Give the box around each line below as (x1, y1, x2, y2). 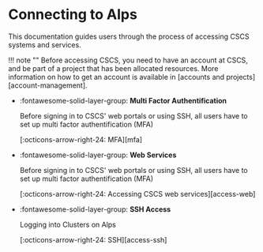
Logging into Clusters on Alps (19, 220, 117, 229)
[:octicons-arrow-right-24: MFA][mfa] (19, 134, 143, 144)
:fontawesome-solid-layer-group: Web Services (19, 150, 177, 160)
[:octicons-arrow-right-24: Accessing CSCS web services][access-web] (19, 189, 256, 198)
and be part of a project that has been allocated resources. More (8, 63, 219, 73)
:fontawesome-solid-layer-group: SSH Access (19, 204, 171, 214)
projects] (226, 72, 256, 81)
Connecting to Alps (8, 6, 138, 24)
